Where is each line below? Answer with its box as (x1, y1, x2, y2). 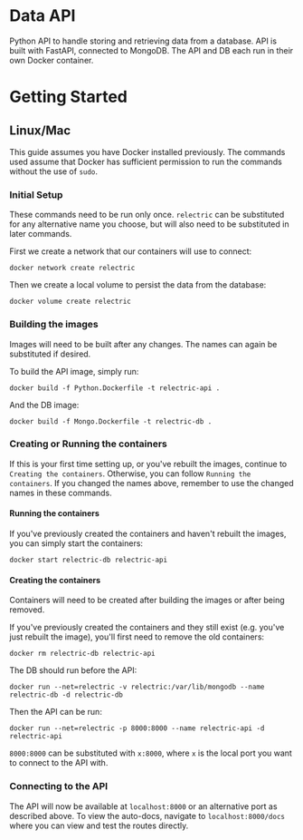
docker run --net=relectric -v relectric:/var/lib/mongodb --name (9, 682, 265, 692)
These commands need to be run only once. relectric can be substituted (9, 210, 285, 220)
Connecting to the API (9, 780, 109, 793)
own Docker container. (9, 54, 94, 65)
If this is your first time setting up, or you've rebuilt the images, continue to (9, 458, 288, 469)
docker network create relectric (9, 264, 136, 273)
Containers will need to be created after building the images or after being (9, 595, 285, 606)
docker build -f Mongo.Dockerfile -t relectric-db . (9, 416, 213, 426)
